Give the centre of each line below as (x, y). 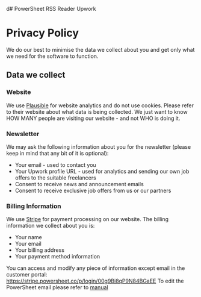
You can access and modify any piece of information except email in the (96, 268)
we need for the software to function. (52, 56)
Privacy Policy (43, 33)
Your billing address (40, 250)
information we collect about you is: (51, 226)
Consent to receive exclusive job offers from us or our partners (93, 190)
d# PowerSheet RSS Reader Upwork (51, 9)
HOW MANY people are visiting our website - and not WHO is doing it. (93, 118)
